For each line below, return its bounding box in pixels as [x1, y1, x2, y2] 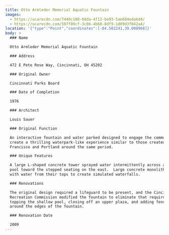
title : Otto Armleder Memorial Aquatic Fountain [5, 7, 109, 13]
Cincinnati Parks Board [10, 81, 59, 86]
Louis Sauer [10, 117, 35, 122]
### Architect [10, 108, 39, 113]
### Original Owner [10, 71, 51, 77]
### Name [10, 36, 28, 41]
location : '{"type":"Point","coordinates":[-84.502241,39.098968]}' [5, 26, 152, 31]
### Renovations [10, 181, 44, 186]
